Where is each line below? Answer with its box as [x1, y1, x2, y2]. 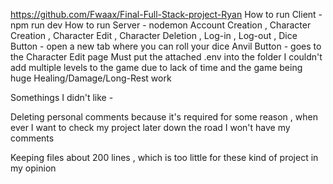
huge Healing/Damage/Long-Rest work [10, 72, 172, 84]
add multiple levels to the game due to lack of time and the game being [10, 62, 303, 73]
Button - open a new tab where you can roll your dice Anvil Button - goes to [10, 40, 322, 52]
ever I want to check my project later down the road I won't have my [10, 122, 291, 133]
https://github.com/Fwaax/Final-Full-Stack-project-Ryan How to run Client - [10, 9, 323, 20]
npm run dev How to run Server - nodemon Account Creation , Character [10, 19, 312, 31]
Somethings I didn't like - [10, 92, 114, 103]
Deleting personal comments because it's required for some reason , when [10, 111, 318, 123]
